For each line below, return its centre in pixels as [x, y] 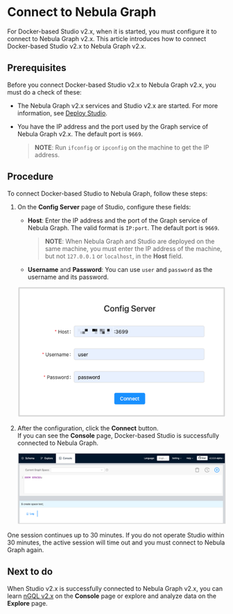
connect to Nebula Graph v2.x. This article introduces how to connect [107, 38]
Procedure [31, 177]
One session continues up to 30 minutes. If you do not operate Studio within [116, 535]
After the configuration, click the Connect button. [88, 428]
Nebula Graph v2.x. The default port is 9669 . [80, 134]
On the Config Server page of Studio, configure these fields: [104, 207]
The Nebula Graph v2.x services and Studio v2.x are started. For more [118, 106]
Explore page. [27, 603]
